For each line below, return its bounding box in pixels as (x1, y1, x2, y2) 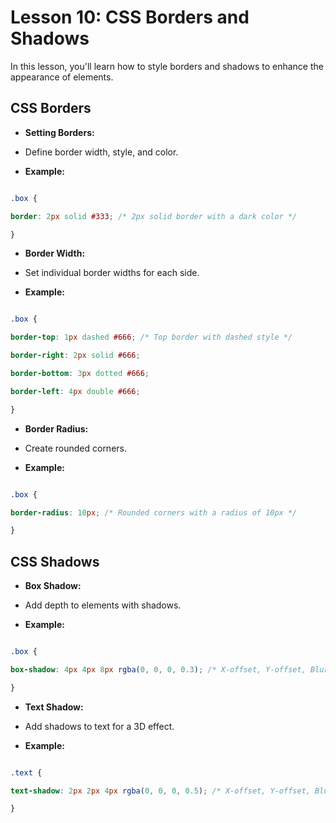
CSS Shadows (10, 553, 100, 570)
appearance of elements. (10, 71, 114, 83)
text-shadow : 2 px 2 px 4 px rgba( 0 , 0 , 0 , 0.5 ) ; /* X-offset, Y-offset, (10, 786, 311, 796)
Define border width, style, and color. (24, 146, 179, 158)
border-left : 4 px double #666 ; (10, 386, 141, 396)
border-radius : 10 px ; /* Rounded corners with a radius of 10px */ (10, 507, 298, 518)
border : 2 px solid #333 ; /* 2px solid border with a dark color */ (10, 211, 298, 221)
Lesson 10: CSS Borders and (10, 6, 250, 29)
